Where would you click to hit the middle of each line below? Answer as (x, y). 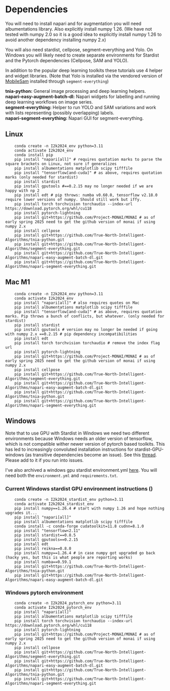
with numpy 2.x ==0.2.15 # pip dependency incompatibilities (71, 334)
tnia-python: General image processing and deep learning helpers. (76, 91)
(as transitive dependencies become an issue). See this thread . (91, 455)
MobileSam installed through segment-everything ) (57, 81)
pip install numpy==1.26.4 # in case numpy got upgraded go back (85, 553)
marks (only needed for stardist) (42, 177)
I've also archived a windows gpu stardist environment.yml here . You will (81, 470)
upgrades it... (21, 513)
